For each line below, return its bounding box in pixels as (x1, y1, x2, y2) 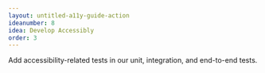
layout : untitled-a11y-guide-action (8, 11, 130, 20)
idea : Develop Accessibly (8, 26, 94, 34)
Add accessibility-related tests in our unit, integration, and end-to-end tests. (8, 56, 258, 65)
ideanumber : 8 (8, 19, 56, 27)
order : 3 (8, 33, 37, 42)
